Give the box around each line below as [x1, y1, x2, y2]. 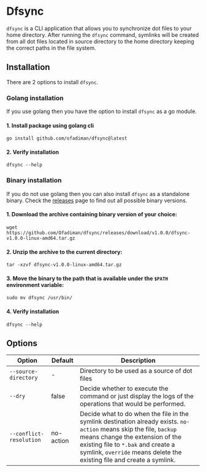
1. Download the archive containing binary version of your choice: [6, 211, 178, 218]
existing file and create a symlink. [79, 456, 176, 465]
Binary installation [6, 176, 62, 185]
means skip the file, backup [100, 425, 177, 434]
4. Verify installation [6, 307, 59, 315]
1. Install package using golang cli [6, 122, 94, 129]
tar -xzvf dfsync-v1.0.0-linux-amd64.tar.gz [6, 262, 122, 268]
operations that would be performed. [79, 399, 186, 408]
